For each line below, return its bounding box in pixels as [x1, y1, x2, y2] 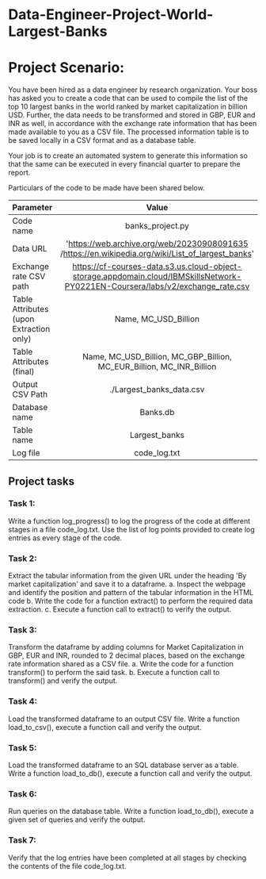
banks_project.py [125, 221, 190, 232]
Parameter [12, 202, 53, 213]
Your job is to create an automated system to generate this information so [8, 151, 248, 160]
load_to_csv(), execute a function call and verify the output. [8, 722, 202, 731]
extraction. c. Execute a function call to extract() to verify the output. [8, 605, 232, 614]
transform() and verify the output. [8, 676, 118, 685]
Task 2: [8, 553, 37, 564]
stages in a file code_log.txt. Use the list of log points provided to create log [8, 524, 255, 534]
